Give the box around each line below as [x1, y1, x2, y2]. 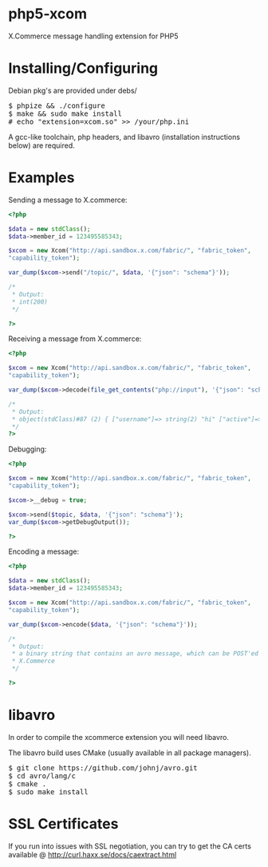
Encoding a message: [8, 547, 80, 556]
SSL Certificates [8, 815, 119, 833]
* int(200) [11, 297, 48, 306]
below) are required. [8, 141, 76, 150]
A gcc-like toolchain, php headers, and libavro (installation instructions [8, 132, 241, 141]
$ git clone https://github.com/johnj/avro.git [8, 763, 198, 772]
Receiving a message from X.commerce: [8, 334, 142, 344]
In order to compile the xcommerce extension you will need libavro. [8, 732, 230, 742]
